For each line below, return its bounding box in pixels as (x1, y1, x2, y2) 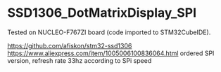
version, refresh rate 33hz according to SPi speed (7, 56, 152, 64)
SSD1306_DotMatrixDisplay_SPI (7, 5, 197, 21)
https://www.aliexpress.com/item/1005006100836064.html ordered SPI (7, 49, 215, 57)
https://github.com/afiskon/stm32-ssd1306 (7, 41, 132, 50)
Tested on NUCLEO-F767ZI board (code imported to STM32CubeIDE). (7, 28, 211, 36)
